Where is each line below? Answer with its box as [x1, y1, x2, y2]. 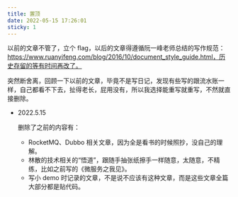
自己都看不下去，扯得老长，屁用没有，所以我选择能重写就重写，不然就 [19, 86, 225, 94]
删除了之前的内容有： [17, 123, 80, 132]
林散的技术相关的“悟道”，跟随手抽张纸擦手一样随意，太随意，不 [28, 156, 214, 164]
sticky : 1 [7, 23, 37, 30]
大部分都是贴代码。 [28, 182, 85, 191]
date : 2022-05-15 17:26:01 [7, 17, 87, 24]
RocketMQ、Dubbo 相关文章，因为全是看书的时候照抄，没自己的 [28, 138, 217, 147]
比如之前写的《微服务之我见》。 [40, 164, 131, 174]
